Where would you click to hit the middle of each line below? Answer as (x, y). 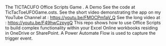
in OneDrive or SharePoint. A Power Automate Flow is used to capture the (80, 33)
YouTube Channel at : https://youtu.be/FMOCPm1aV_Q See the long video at (83, 17)
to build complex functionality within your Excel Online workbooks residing (82, 28)
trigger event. (19, 38)
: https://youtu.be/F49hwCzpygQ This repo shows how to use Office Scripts (83, 23)
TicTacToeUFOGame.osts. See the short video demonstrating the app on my (83, 12)
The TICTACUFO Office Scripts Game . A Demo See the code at (70, 7)
